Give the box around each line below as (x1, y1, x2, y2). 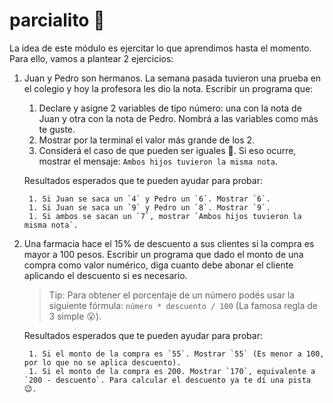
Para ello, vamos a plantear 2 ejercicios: (9, 52, 174, 64)
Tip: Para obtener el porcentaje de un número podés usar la (48, 289, 296, 301)
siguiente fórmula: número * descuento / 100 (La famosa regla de (48, 299, 318, 311)
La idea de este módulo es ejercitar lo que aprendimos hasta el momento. (9, 42, 312, 54)
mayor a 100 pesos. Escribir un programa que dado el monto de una (23, 248, 304, 260)
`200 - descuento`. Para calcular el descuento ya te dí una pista (23, 375, 311, 385)
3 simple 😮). (48, 310, 102, 322)
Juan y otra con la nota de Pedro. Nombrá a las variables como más (38, 112, 319, 124)
